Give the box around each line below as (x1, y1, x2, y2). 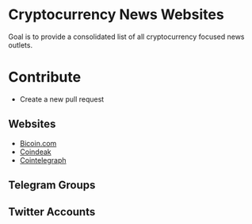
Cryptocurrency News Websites (8, 6, 224, 24)
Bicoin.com (19, 138, 57, 148)
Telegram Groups (8, 179, 96, 192)
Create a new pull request (19, 94, 105, 104)
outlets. (8, 40, 33, 49)
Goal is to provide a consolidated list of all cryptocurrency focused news (8, 32, 245, 41)
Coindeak (19, 147, 52, 156)
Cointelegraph (19, 155, 67, 164)
